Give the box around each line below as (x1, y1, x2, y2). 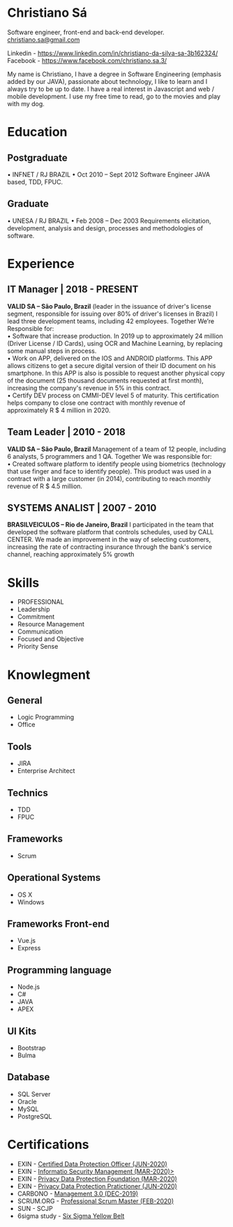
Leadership (17, 605, 50, 614)
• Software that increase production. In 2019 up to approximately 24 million (7, 332, 223, 340)
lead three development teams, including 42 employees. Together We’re (7, 316, 215, 325)
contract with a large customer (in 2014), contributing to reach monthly (7, 474, 211, 483)
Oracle (17, 1097, 37, 1105)
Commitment (17, 612, 55, 621)
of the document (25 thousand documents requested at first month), (7, 376, 204, 385)
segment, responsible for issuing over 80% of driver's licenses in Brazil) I (7, 309, 218, 318)
